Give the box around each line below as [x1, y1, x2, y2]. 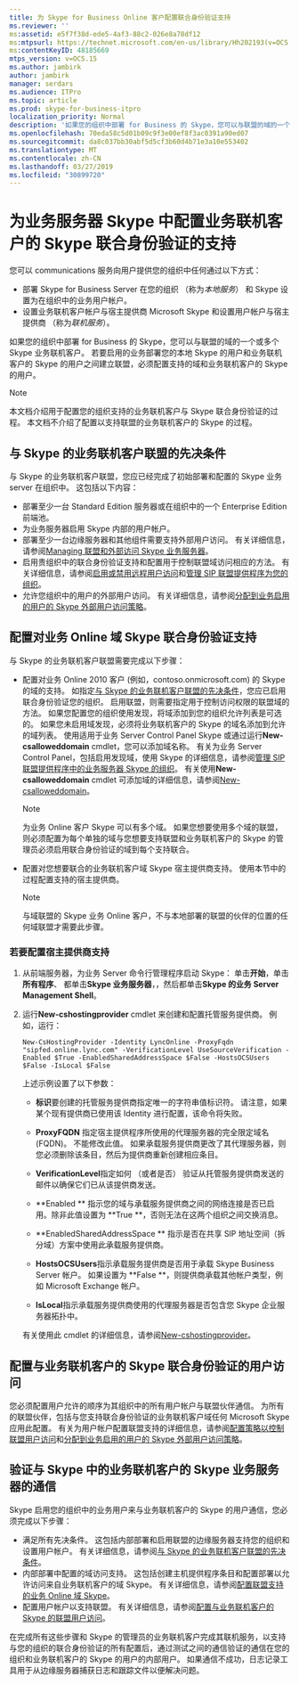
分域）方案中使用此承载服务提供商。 [35, 1239, 169, 1250]
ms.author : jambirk [9, 63, 82, 72]
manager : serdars [9, 79, 74, 88]
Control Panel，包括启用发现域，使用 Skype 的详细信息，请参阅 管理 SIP [21, 752, 286, 763]
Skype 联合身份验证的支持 [44, 233, 237, 254]
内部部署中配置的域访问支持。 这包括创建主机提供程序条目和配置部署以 [21, 1567, 282, 1578]
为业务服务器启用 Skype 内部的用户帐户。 [21, 523, 175, 534]
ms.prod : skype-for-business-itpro [9, 104, 141, 113]
